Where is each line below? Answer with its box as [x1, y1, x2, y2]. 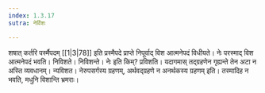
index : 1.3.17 [8, 11, 56, 20]
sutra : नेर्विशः [8, 19, 46, 27]
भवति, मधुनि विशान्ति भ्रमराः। [8, 75, 79, 84]
